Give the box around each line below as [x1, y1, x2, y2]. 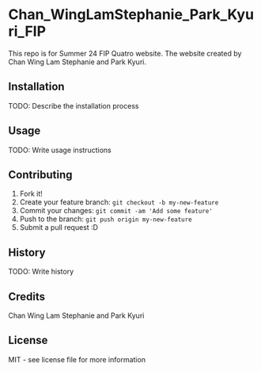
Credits [8, 289, 46, 303]
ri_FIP [8, 22, 46, 40]
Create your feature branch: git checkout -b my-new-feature [19, 197, 219, 207]
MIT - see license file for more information [8, 354, 146, 364]
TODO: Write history [8, 267, 74, 277]
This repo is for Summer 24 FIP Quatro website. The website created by [8, 48, 242, 58]
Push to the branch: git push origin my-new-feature [19, 214, 192, 224]
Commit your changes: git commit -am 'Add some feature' [19, 206, 214, 216]
